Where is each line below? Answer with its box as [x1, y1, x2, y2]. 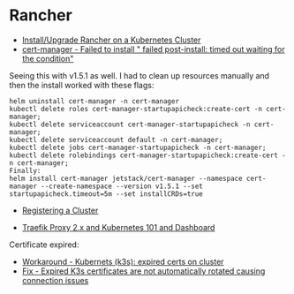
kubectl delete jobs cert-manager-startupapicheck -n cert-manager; [9, 143, 267, 152]
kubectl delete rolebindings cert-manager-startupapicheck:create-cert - [9, 151, 287, 160]
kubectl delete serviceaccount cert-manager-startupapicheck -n [9, 120, 251, 129]
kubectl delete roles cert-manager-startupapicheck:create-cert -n [9, 104, 263, 113]
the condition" [21, 53, 74, 64]
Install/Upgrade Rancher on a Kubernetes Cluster [21, 34, 201, 45]
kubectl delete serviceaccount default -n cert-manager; [9, 135, 223, 144]
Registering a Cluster [21, 205, 99, 215]
